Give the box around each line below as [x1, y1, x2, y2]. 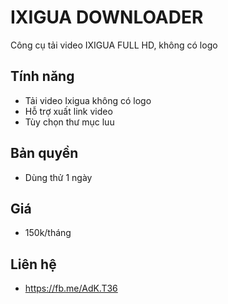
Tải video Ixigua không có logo [24, 94, 152, 106]
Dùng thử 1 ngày [24, 171, 93, 183]
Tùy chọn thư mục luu [24, 116, 115, 128]
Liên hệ [10, 256, 57, 273]
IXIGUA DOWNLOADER [10, 6, 204, 29]
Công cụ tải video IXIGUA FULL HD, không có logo [10, 39, 218, 51]
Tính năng [10, 68, 75, 85]
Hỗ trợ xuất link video [24, 105, 113, 117]
